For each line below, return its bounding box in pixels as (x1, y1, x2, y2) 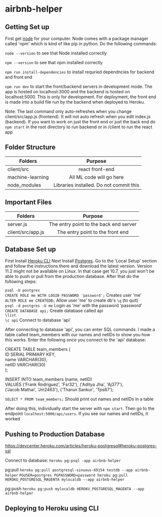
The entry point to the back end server (49, 221, 137, 227)
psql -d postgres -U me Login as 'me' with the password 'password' (5, 303, 142, 309)
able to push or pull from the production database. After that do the (5, 274, 139, 279)
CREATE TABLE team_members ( (5, 346, 71, 352)
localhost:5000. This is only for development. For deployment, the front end (5, 94, 156, 100)
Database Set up (5, 245, 56, 254)
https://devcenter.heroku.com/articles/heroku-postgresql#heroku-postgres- (5, 443, 157, 449)
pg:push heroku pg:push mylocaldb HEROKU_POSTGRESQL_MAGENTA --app (5, 486, 145, 492)
